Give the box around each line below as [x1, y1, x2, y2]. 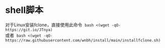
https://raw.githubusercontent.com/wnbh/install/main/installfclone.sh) [5, 38, 161, 43]
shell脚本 [5, 4, 44, 16]
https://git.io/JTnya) [5, 27, 53, 32]
